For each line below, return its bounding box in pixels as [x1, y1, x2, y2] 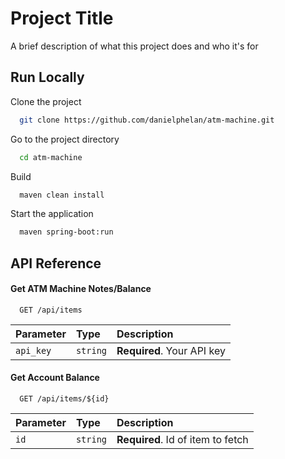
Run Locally [10, 69, 85, 86]
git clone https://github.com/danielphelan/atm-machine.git [19, 115, 275, 125]
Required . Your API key [116, 343, 226, 357]
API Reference [10, 255, 102, 272]
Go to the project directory [10, 133, 120, 145]
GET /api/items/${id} [19, 394, 110, 404]
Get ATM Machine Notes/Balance [10, 283, 152, 295]
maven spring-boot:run [19, 227, 114, 237]
